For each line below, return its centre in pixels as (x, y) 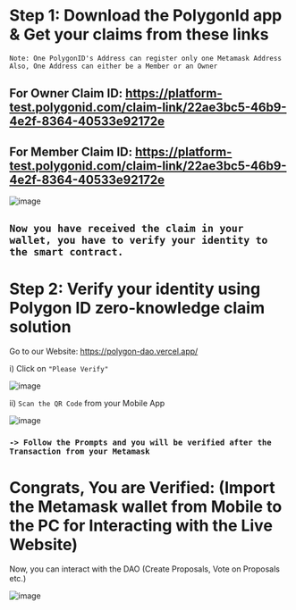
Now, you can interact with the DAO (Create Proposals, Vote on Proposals (144, 569)
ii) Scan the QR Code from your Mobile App (87, 404)
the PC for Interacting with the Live (141, 526)
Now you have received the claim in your (127, 228)
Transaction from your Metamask (80, 451)
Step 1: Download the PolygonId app (146, 16)
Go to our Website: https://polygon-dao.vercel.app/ (104, 351)
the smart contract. (67, 251)
